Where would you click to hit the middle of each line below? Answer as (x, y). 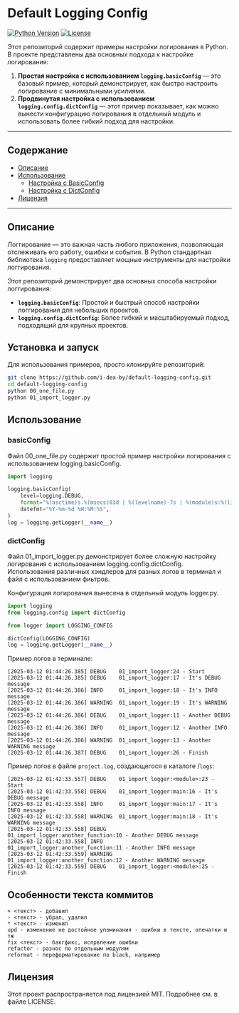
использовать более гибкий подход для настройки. (96, 121)
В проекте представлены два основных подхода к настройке (101, 54)
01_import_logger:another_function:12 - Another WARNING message (106, 861)
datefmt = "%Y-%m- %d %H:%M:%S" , (65, 509)
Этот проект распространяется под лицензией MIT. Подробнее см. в (113, 994)
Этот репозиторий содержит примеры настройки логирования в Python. (118, 46)
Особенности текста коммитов (81, 895)
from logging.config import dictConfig (67, 613)
